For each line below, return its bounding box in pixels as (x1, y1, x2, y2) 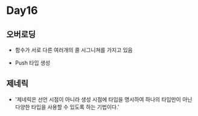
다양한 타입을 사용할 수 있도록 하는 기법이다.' (14, 103, 120, 111)
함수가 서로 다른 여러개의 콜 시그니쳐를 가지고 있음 (14, 47, 133, 53)
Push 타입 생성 (14, 59, 51, 66)
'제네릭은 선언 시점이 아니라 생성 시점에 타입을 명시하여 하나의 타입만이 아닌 (14, 95, 193, 103)
